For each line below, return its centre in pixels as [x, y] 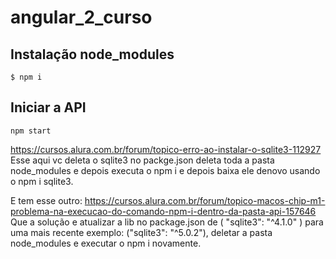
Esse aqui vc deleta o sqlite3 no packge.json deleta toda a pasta [142, 160]
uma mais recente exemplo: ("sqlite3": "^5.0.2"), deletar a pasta [141, 232]
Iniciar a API [48, 107]
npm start [31, 131]
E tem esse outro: [46, 200]
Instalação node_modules [92, 54]
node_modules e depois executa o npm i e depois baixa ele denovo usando [165, 170]
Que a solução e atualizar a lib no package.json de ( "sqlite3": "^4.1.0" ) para [167, 222]
